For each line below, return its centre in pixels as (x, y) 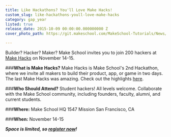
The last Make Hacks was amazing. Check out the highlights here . (75, 79)
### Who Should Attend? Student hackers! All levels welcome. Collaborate (83, 89)
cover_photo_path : (25, 34)
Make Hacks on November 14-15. (40, 58)
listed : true (19, 24)
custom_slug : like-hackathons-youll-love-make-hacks (62, 15)
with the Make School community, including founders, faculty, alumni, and (83, 94)
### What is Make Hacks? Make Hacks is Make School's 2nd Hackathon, (82, 68)
